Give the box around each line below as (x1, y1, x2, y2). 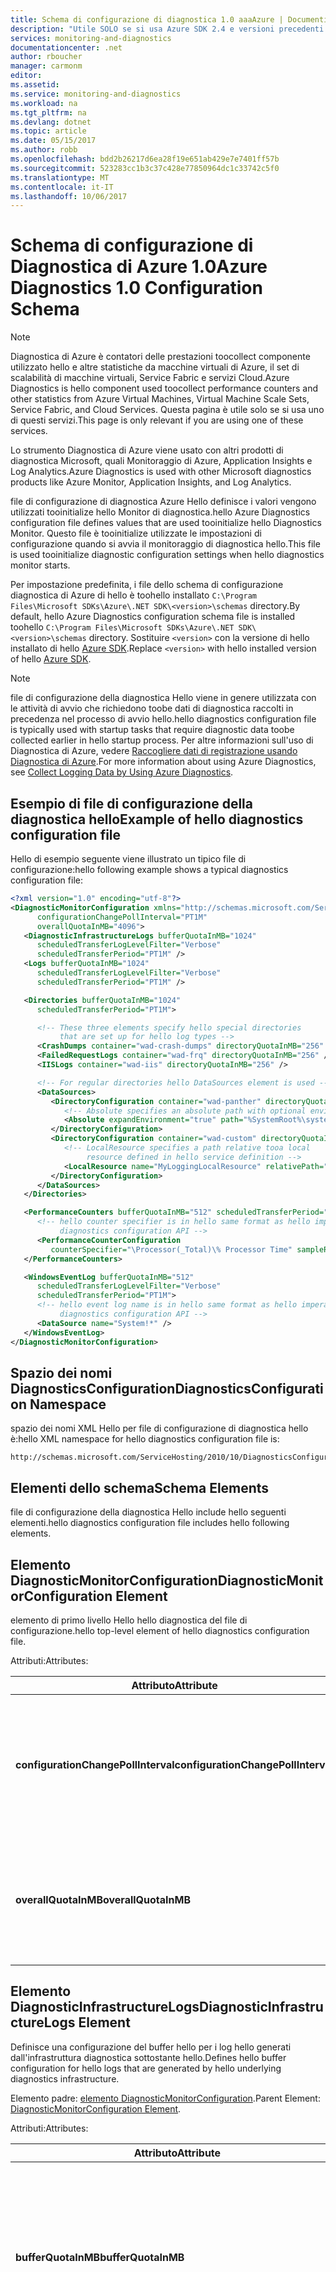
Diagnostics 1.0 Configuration (10, 277, 263, 300)
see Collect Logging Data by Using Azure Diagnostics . (10, 766, 234, 778)
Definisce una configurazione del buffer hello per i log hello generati (10, 2041, 292, 2053)
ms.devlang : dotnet (10, 117, 92, 127)
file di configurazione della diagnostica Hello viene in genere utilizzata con (10, 692, 317, 704)
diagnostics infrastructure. (10, 2072, 120, 2085)
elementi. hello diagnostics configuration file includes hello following (10, 1517, 290, 1529)
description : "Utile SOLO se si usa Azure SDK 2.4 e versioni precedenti (10, 24, 325, 34)
